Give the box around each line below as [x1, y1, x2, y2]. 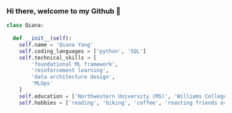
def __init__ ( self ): [12, 35, 72, 42]
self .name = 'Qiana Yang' [19, 41, 94, 48]
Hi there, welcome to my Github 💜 [6, 6, 121, 16]
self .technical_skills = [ [19, 54, 97, 61]
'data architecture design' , [31, 73, 116, 80]
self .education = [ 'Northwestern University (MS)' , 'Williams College [19, 93, 227, 100]
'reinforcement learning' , [31, 67, 109, 74]
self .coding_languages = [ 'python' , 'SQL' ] [19, 48, 147, 55]
